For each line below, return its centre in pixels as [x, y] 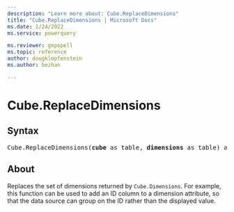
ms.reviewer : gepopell [40, 46]
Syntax [23, 131]
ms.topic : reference [37, 52]
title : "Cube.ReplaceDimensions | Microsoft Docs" [82, 20]
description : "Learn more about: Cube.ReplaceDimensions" [93, 14]
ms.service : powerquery [42, 33]
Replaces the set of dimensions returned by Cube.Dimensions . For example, [114, 186]
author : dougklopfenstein [45, 59]
